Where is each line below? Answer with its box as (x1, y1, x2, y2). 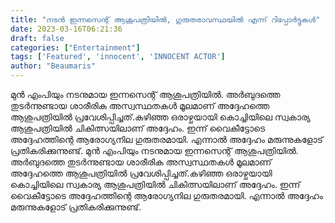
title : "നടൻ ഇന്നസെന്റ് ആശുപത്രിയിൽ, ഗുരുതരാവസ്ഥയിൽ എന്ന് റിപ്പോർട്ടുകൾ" (10, 14, 321, 25)
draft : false (10, 33, 65, 43)
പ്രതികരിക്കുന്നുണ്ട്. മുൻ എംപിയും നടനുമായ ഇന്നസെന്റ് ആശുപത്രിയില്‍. (10, 145, 299, 156)
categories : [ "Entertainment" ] (10, 42, 141, 53)
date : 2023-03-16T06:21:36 (10, 24, 123, 34)
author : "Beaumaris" (10, 61, 97, 71)
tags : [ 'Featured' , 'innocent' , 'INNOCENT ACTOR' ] (10, 52, 226, 62)
